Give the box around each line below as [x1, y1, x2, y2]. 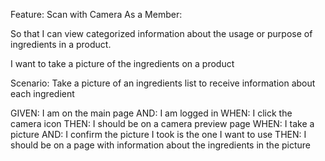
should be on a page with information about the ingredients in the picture [10, 139, 312, 151]
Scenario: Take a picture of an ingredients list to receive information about [10, 77, 316, 89]
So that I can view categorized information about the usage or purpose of [10, 28, 313, 39]
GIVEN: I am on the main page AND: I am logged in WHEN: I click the [10, 107, 293, 119]
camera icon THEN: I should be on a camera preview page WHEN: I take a [10, 118, 315, 129]
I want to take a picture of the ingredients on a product [10, 58, 235, 69]
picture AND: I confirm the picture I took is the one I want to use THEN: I [10, 129, 307, 140]
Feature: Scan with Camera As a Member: [10, 9, 183, 20]
